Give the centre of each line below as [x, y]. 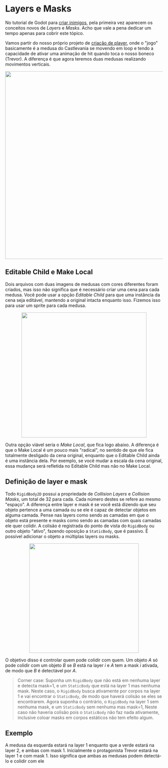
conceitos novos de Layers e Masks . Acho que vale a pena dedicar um [78, 28]
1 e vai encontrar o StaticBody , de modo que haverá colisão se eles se [90, 696]
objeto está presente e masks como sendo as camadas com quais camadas [83, 520]
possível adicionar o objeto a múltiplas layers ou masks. [62, 536]
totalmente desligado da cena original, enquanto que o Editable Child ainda [82, 455]
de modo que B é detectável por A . [41, 670]
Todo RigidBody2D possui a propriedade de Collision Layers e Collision [77, 494]
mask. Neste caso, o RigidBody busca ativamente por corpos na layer [89, 691]
